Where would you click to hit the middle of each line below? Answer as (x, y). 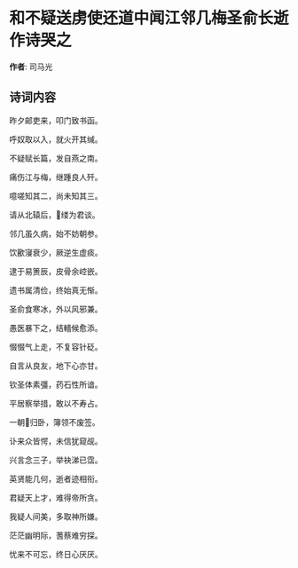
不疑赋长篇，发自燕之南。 (56, 158)
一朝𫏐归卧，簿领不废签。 (55, 422)
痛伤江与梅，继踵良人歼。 (56, 177)
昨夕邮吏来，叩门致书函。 (56, 120)
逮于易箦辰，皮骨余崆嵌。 (56, 271)
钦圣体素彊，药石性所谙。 (56, 384)
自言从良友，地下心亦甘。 (56, 366)
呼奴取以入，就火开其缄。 (56, 139)
